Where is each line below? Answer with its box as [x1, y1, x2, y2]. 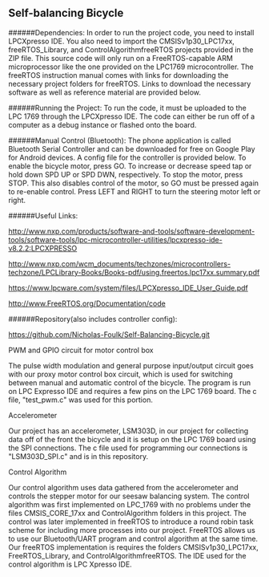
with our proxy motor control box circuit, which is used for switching [8, 369, 234, 379]
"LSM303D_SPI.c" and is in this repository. [8, 451, 149, 461]
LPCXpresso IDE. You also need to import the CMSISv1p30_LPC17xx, [8, 36, 235, 46]
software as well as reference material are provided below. [8, 87, 202, 97]
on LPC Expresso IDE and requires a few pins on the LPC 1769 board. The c [8, 386, 258, 396]
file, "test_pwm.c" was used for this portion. [8, 395, 154, 404]
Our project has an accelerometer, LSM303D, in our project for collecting [8, 425, 249, 436]
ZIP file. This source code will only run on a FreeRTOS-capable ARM [8, 53, 234, 63]
